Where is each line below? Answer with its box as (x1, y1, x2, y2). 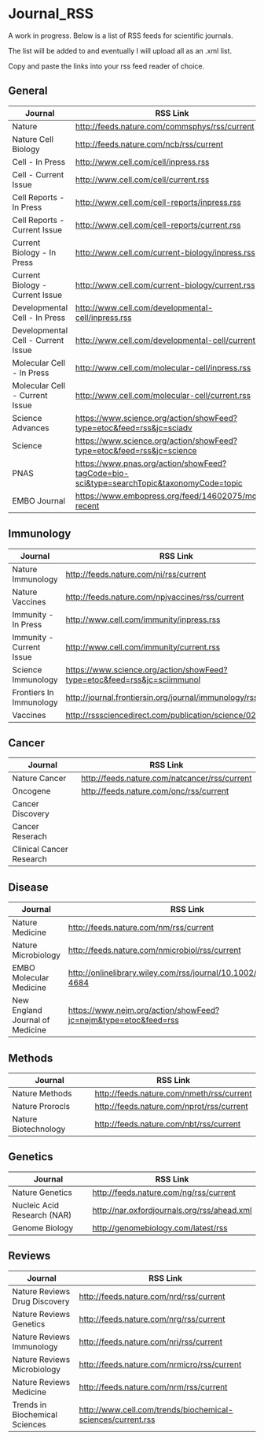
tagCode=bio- (75, 467, 130, 478)
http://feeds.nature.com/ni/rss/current (65, 568, 207, 579)
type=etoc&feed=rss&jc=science (75, 445, 197, 456)
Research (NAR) (12, 1209, 72, 1220)
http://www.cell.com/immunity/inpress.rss (65, 614, 221, 625)
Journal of (12, 1014, 50, 1025)
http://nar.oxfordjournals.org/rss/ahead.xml (92, 1204, 252, 1215)
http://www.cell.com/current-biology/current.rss (75, 279, 255, 290)
